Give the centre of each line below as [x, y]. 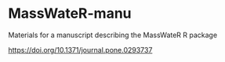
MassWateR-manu [70, 14]
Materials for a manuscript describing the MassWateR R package [113, 35]
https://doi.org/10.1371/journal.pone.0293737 [80, 50]
